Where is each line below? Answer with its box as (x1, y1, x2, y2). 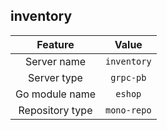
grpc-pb (110, 72, 147, 83)
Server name (25, 54, 86, 68)
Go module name (15, 87, 96, 101)
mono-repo (104, 104, 152, 116)
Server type (28, 70, 83, 84)
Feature (36, 37, 75, 51)
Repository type (18, 103, 93, 117)
